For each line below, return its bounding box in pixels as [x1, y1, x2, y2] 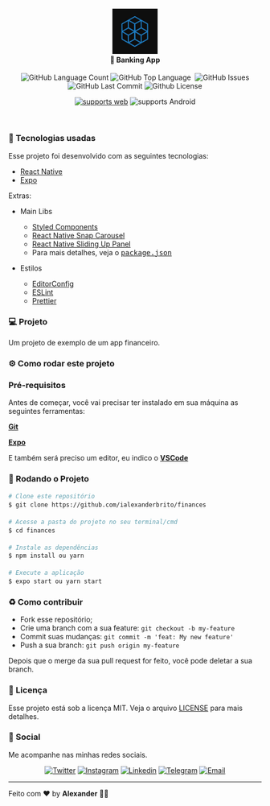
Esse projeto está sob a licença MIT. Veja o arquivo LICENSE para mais [8, 703, 243, 713]
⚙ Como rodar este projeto [8, 358, 115, 369]
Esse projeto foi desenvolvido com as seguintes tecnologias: [8, 151, 209, 160]
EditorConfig [31, 279, 75, 288]
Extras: [8, 191, 32, 200]
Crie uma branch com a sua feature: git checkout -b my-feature [19, 623, 235, 633]
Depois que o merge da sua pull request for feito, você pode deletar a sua [8, 656, 253, 666]
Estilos [19, 263, 43, 273]
